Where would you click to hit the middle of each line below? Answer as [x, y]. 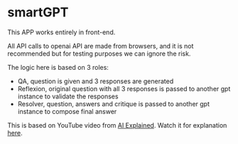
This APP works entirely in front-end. [61, 32]
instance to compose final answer [67, 111]
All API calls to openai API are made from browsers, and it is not [101, 46]
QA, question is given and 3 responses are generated [96, 81]
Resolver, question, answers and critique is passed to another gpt [113, 103]
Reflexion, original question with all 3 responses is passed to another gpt [124, 88]
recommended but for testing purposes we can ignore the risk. [99, 53]
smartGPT [38, 12]
